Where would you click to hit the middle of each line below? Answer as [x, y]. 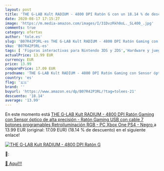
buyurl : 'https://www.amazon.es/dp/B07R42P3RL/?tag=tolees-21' [71, 91]
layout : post [18, 10]
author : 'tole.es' [24, 37]
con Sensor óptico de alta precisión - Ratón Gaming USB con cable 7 [74, 120]
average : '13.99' [23, 101]
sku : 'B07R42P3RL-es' [27, 46]
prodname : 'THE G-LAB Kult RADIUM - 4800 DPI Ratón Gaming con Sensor [78, 73]
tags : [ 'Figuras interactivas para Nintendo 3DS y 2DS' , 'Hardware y [77, 50]
